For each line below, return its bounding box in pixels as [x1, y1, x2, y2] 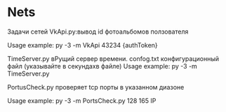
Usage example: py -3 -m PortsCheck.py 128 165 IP [7, 96, 157, 105]
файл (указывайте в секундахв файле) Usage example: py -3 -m [7, 62, 198, 70]
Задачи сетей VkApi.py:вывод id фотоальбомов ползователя [7, 27, 189, 36]
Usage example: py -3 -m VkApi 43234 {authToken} [7, 41, 158, 49]
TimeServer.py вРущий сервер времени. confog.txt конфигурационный [7, 54, 220, 63]
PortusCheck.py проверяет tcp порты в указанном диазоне [7, 83, 185, 91]
